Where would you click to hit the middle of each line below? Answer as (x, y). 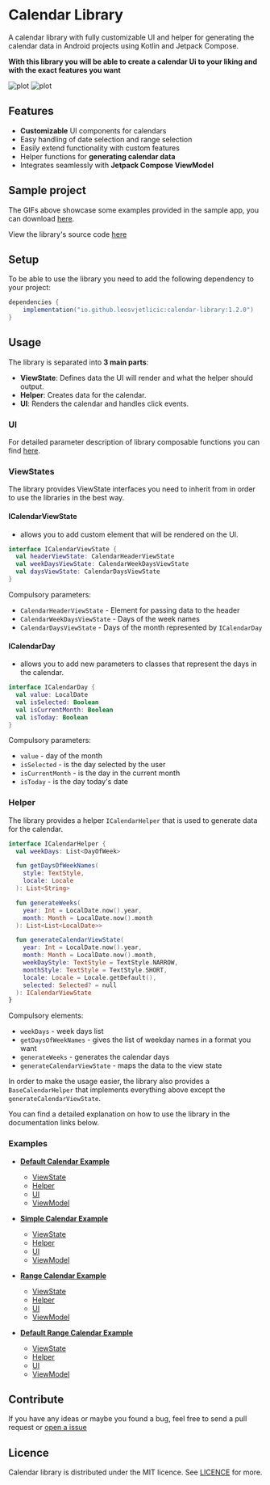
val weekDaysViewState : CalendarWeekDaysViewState (102, 564)
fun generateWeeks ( (48, 903)
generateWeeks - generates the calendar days (95, 1057)
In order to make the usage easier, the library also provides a (109, 1082)
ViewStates (31, 472)
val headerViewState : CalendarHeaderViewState (95, 557)
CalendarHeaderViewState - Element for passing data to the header (130, 610)
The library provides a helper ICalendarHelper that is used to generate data (133, 820)
